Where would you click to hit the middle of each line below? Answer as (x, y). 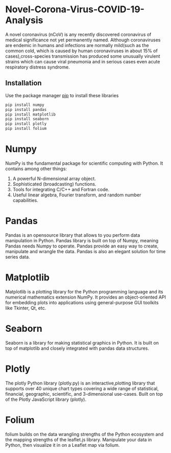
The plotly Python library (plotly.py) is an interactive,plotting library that (80, 383)
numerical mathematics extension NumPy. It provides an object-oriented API (86, 297)
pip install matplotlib (31, 114)
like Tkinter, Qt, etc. (26, 308)
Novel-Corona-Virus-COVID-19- (75, 9)
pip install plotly (26, 124)
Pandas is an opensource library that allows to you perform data (73, 235)
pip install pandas (26, 109)
